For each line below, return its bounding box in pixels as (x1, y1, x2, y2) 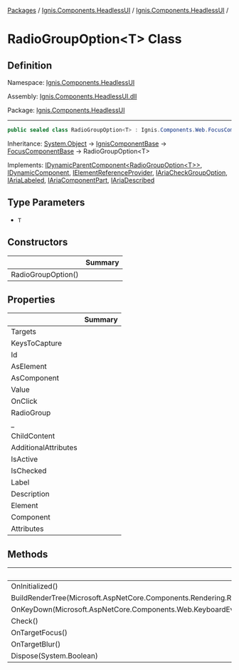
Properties (7, 293, 55, 305)
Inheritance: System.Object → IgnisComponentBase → (7, 139, 167, 148)
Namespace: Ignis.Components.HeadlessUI (7, 78, 135, 86)
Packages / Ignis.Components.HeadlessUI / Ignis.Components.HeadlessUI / (7, 6, 229, 14)
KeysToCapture (11, 338, 63, 348)
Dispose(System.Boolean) (11, 651, 98, 661)
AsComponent (11, 373, 59, 383)
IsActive (11, 455, 38, 465)
